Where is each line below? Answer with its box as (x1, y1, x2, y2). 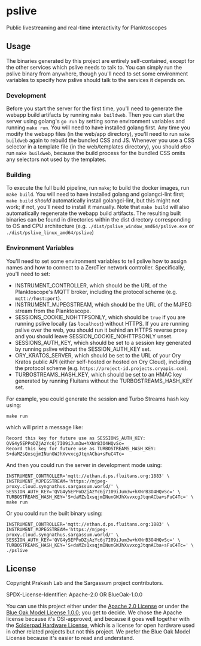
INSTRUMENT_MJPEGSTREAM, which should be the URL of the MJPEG (14, 301, 192, 308)
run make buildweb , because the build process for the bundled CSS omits (6, 150, 185, 157)
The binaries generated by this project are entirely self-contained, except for (6, 57, 195, 64)
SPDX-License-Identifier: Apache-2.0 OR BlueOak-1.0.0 (6, 591, 143, 598)
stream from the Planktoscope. (14, 307, 92, 314)
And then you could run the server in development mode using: (6, 461, 162, 468)
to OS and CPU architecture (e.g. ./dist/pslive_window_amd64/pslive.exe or (6, 223, 194, 230)
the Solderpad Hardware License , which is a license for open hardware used (6, 621, 195, 629)
